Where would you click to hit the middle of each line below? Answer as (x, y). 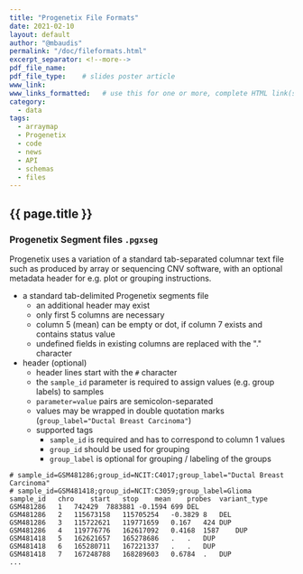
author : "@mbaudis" (46, 43)
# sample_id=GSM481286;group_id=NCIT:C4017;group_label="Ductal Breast (147, 475)
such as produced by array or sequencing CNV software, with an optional (146, 268)
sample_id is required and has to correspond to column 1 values (167, 440)
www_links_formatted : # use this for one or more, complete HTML (139, 93)
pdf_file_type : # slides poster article (92, 77)
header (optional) (55, 363)
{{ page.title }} (51, 213)
